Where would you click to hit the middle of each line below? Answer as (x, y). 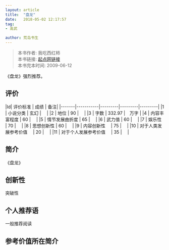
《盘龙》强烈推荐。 (25, 76)
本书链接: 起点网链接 (39, 59)
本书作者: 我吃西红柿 (39, 53)
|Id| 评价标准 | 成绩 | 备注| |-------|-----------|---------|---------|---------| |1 (85, 107)
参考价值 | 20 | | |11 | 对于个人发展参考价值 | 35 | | (69, 132)
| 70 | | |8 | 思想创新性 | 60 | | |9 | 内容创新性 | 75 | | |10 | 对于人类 (81, 126)
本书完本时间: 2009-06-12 (45, 65)
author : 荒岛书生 (22, 38)
